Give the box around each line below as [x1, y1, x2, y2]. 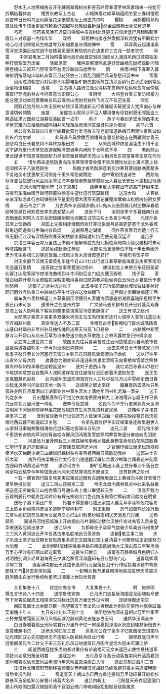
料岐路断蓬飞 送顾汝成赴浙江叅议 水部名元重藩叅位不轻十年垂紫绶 [5, 246, 155, 252]
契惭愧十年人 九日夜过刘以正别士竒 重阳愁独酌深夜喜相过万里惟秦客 [5, 609, 159, 615]
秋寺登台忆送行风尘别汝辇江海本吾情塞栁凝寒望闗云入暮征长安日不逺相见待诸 [5, 178, 161, 183]
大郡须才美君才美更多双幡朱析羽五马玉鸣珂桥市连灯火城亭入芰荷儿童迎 [13, 314, 157, 320]
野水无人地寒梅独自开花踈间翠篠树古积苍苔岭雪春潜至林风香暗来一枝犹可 [13, 4, 161, 10]
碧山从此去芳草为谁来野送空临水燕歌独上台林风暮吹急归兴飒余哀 [22, 332, 152, 338]
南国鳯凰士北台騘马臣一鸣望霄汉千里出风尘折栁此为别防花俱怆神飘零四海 [13, 603, 161, 609]
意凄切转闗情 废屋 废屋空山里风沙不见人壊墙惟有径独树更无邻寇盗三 [5, 109, 159, 115]
